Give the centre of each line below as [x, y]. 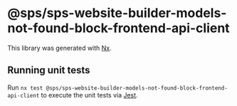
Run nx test [25, 88]
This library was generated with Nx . [59, 48]
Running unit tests [49, 70]
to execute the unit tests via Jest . [89, 95]
